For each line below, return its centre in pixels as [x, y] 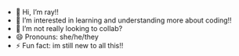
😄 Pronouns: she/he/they [57, 37]
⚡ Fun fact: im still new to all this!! [69, 45]
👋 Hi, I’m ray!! [37, 12]
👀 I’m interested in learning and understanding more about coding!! [124, 20]
